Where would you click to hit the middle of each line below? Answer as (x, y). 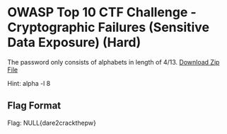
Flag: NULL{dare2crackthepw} (52, 123)
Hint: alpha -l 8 (29, 83)
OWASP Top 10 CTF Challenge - (102, 12)
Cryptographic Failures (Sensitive (109, 27)
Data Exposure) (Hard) (74, 43)
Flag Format (34, 106)
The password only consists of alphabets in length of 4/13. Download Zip (113, 62)
